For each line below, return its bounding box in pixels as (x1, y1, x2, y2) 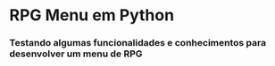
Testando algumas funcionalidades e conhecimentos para (9, 37, 266, 49)
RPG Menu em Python (9, 5, 175, 26)
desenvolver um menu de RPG (9, 48, 143, 60)
